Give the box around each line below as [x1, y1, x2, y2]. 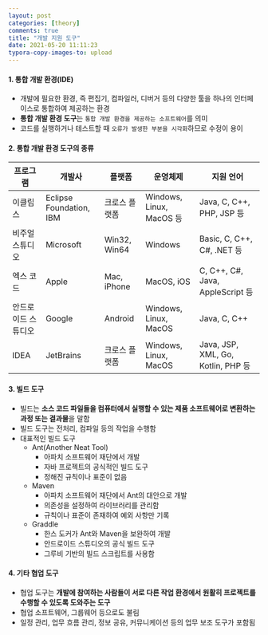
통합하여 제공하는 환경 [41, 104, 110, 113]
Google [45, 313, 73, 324]
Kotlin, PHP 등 [199, 361, 251, 372]
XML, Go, [199, 349, 235, 360]
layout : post [8, 11, 52, 20]
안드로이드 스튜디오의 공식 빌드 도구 [43, 538, 156, 548]
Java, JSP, [199, 339, 239, 350]
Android [104, 313, 134, 324]
